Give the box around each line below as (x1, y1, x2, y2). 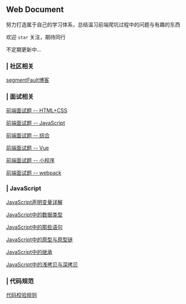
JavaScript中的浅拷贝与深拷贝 (6, 261, 78, 268)
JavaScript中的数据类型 (6, 211, 63, 218)
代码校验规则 (6, 292, 37, 298)
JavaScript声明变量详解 (6, 198, 63, 205)
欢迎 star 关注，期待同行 (6, 33, 66, 40)
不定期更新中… (6, 46, 42, 53)
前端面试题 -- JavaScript (6, 120, 66, 127)
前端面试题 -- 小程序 (6, 157, 55, 164)
